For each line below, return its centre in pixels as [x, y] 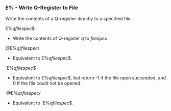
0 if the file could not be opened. [47, 84]
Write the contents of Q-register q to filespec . [60, 38]
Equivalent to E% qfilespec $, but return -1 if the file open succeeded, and [89, 78]
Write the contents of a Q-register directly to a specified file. [69, 19]
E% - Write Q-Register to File [42, 8]
